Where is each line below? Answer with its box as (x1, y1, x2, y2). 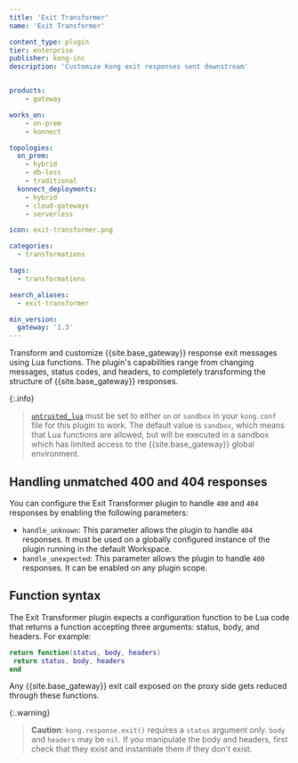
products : (9, 86, 46, 95)
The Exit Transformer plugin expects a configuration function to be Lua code (9, 611, 290, 622)
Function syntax (9, 588, 101, 603)
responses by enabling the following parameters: (9, 507, 189, 518)
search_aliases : (9, 291, 69, 299)
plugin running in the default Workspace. (21, 543, 172, 554)
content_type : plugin (9, 37, 90, 46)
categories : (9, 242, 53, 250)
